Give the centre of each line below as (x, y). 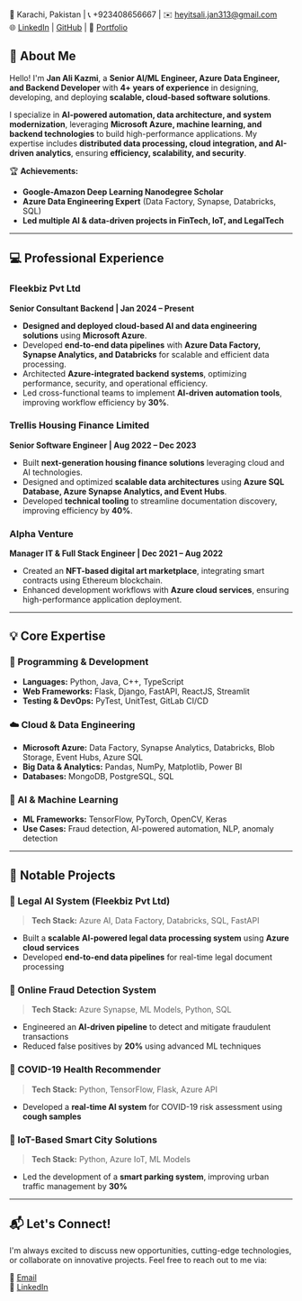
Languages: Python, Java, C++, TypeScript (103, 681)
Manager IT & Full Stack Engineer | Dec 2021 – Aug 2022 (116, 553)
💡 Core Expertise (58, 637)
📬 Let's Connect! (60, 1224)
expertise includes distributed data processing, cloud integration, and (142, 143)
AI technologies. (53, 472)
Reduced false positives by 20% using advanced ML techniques (142, 1046)
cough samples (52, 1116)
